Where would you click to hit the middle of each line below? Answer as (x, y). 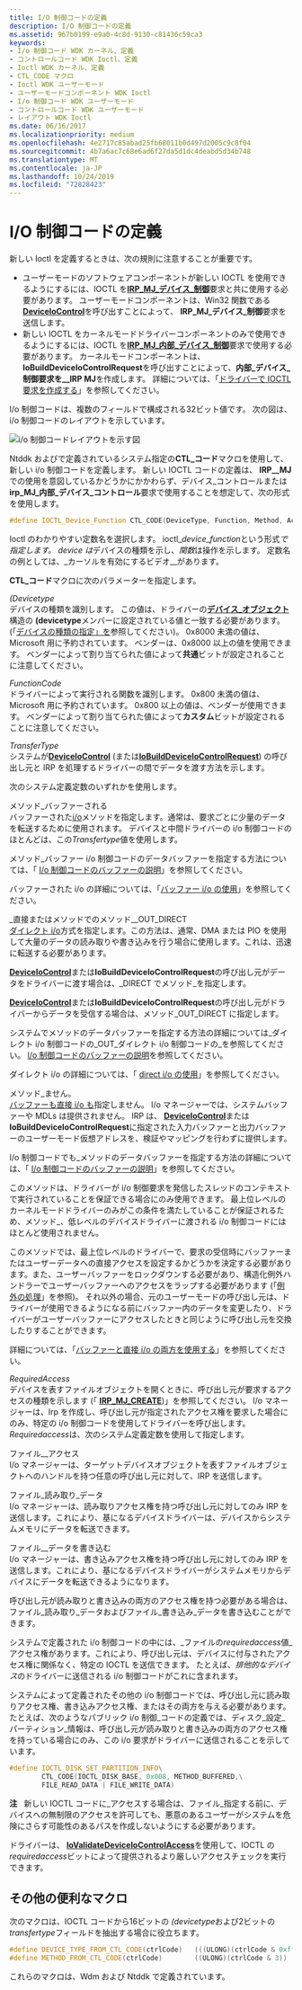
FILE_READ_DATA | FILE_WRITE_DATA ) (108, 1785)
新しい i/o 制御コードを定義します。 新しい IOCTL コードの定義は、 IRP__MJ (151, 470)
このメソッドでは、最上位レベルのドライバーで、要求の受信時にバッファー (147, 1251)
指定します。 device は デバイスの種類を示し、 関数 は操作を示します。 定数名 (150, 550)
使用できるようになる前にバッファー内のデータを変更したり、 (162, 1308)
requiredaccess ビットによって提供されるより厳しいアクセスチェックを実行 (148, 1856)
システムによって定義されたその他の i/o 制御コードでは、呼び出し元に (138, 1694)
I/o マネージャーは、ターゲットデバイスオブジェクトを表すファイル (133, 1464)
